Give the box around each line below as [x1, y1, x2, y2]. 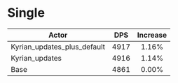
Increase [137, 30, 167, 40]
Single [7, 5, 46, 21]
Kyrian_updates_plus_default [11, 42, 106, 52]
